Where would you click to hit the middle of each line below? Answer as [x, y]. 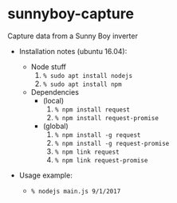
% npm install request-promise [106, 118]
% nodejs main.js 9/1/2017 [76, 191]
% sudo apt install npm [82, 84]
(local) [53, 100]
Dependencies [55, 92]
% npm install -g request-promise [112, 143]
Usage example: [45, 175]
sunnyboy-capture [71, 14]
